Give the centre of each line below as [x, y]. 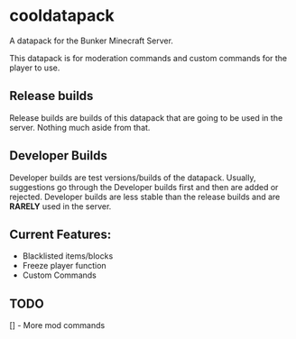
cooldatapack [62, 16]
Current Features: [60, 234]
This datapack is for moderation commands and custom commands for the [148, 58]
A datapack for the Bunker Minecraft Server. [92, 41]
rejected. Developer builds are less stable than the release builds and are [145, 197]
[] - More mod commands [57, 325]
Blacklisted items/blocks [68, 256]
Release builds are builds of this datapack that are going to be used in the [146, 117]
